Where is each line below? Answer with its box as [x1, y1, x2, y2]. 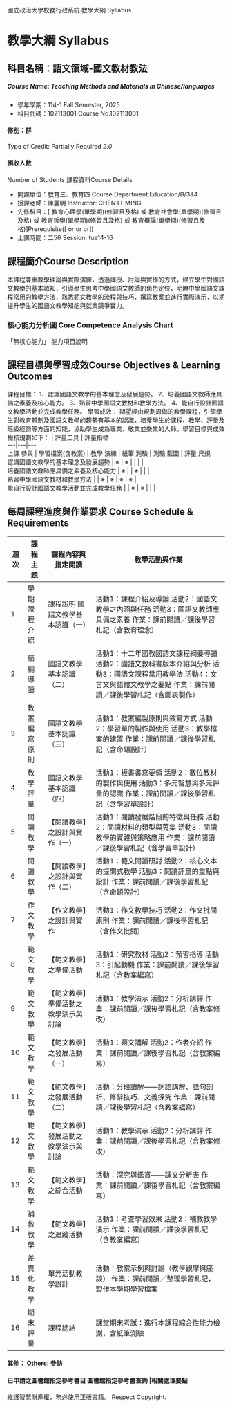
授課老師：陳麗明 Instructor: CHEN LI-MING [17, 199, 142, 207]
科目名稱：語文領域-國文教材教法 [7, 62, 148, 74]
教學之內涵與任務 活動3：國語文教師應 [95, 604, 220, 614]
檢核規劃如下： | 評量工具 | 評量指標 [7, 433, 109, 441]
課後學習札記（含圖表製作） [109, 690, 200, 700]
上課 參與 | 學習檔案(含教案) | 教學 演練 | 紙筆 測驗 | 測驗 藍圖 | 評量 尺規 [7, 449, 211, 457]
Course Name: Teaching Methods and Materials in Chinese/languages [7, 82, 215, 91]
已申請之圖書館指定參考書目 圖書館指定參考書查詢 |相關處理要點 [7, 1376, 188, 1384]
